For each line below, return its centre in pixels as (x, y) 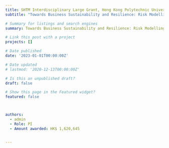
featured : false (22, 97)
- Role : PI (21, 124)
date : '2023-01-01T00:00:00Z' (37, 56)
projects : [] (19, 42)
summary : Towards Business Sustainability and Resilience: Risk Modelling (85, 28)
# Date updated (21, 65)
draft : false (19, 83)
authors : (14, 115)
